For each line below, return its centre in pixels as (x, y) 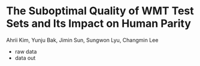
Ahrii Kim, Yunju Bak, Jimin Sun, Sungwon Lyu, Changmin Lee (82, 40)
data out (25, 58)
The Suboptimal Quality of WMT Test (100, 11)
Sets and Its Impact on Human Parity (99, 23)
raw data (26, 51)
